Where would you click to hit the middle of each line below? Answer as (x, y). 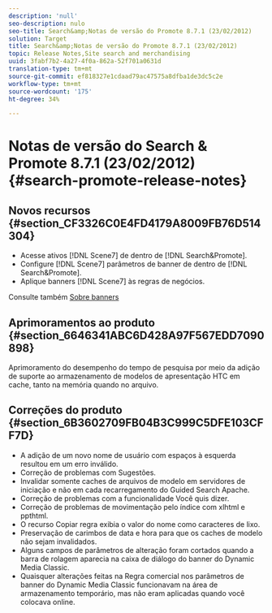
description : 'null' (43, 16)
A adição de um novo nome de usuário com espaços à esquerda (128, 455)
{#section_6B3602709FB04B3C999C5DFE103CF (136, 423)
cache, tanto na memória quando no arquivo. (84, 385)
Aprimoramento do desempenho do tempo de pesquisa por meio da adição (134, 368)
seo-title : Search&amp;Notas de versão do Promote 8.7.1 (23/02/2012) (130, 31)
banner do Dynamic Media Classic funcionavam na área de (119, 585)
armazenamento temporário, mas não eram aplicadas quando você (132, 593)
